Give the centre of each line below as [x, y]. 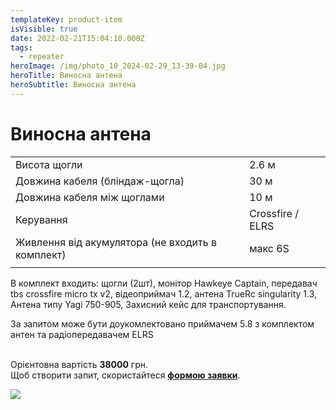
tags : [21, 47]
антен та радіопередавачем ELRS [82, 334]
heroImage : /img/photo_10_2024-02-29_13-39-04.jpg [118, 66]
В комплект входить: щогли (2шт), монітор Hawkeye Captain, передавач [164, 283]
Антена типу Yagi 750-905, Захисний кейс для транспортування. [148, 304]
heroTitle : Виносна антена [66, 76]
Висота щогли [49, 164]
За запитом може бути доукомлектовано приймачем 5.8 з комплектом [162, 323]
